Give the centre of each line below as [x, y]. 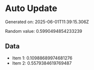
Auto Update [31, 8]
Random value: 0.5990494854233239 [44, 31]
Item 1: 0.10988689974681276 [42, 58]
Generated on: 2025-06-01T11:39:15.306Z [47, 22]
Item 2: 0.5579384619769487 [42, 63]
